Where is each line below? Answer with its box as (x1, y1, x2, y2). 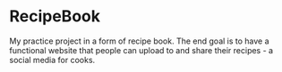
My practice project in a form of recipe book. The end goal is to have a (9, 36, 270, 46)
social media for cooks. (9, 54, 96, 65)
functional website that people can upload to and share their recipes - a (9, 44, 274, 55)
